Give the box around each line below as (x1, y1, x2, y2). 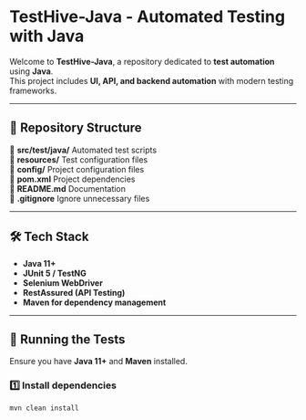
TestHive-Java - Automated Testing (9, 6, 285, 27)
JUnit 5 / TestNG (22, 268, 87, 278)
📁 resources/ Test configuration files (9, 153, 148, 165)
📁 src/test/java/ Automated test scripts (9, 144, 158, 155)
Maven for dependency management (22, 297, 167, 308)
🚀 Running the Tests (9, 331, 126, 347)
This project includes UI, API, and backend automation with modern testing (9, 75, 294, 86)
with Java (9, 26, 85, 47)
